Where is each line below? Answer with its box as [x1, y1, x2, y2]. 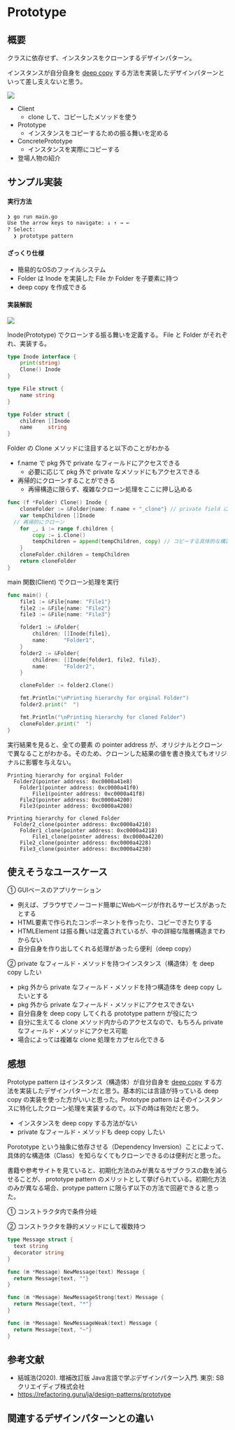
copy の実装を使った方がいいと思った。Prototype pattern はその [7, 1095, 192, 1104]
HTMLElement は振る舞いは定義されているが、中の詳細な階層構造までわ [17, 927, 226, 935]
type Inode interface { [7, 353, 77, 360]
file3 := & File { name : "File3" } [20, 611, 111, 618]
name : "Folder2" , [32, 663, 96, 670]
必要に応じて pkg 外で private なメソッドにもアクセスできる [27, 468, 201, 476]
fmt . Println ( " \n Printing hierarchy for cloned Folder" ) [20, 713, 187, 721]
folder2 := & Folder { [20, 650, 80, 657]
